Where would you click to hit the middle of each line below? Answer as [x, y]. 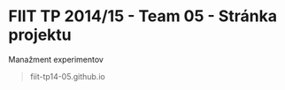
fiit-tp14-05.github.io [67, 76]
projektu [40, 35]
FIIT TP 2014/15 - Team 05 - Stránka [143, 16]
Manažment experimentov [56, 59]
